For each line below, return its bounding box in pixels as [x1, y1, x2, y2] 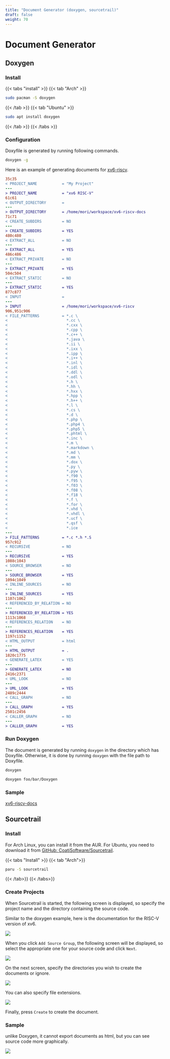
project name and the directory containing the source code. [5, 905, 130, 911]
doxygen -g [5, 158, 28, 163]
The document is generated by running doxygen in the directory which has [5, 747, 159, 753]
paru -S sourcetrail [5, 867, 49, 872]
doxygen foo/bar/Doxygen [5, 776, 58, 782]
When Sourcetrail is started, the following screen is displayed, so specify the [5, 900, 165, 906]
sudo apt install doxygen [5, 115, 60, 120]
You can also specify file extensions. [5, 990, 82, 996]
